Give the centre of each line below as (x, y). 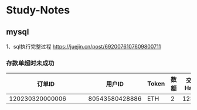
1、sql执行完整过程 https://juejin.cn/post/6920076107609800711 (84, 47)
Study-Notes (38, 10)
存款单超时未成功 (30, 63)
